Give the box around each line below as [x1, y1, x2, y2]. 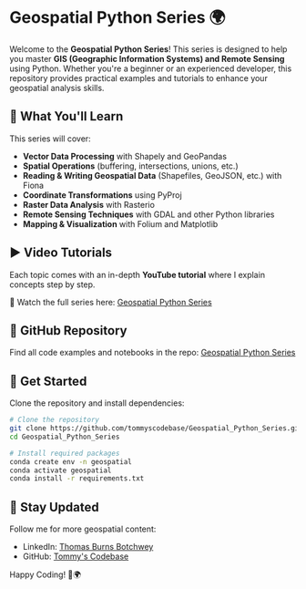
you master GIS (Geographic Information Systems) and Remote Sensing [9, 53, 285, 64]
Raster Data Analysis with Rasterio [22, 199, 155, 210]
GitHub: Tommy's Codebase [22, 551, 129, 562]
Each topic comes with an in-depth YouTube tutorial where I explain [9, 269, 266, 280]
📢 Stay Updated [9, 499, 100, 515]
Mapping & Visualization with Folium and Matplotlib [22, 218, 219, 229]
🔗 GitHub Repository [9, 323, 127, 338]
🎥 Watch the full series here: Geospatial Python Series [9, 296, 212, 307]
